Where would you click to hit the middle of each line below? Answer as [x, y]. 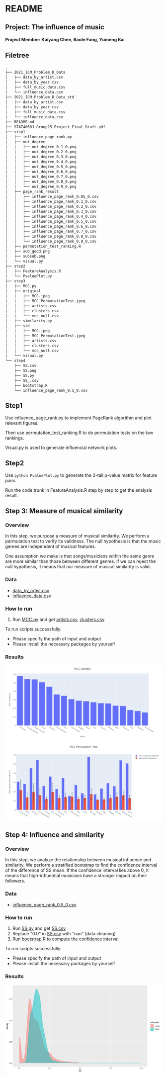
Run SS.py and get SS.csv [39, 928]
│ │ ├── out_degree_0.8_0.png [41, 181]
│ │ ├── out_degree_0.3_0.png [41, 157]
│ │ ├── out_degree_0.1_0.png [41, 147]
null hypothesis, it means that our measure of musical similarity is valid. [78, 567]
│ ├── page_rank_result [32, 191]
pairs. [11, 480]
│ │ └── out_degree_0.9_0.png [41, 186]
